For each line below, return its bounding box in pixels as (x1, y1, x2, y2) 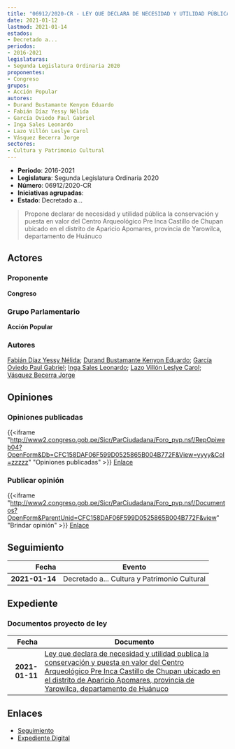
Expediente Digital (17, 734, 70, 742)
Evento (122, 562, 147, 572)
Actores (7, 252, 43, 264)
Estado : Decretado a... (17, 196, 83, 204)
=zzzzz (7, 458, 29, 466)
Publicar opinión (7, 475, 64, 485)
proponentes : (7, 69, 45, 76)
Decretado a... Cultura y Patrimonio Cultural (62, 574, 206, 584)
